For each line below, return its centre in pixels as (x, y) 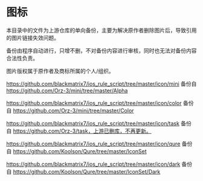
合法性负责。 (22, 58)
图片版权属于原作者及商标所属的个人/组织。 (60, 71)
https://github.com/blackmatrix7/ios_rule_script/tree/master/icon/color (94, 103)
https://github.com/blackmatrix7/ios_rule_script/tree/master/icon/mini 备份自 (101, 84)
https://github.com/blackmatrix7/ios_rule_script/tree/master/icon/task (93, 123)
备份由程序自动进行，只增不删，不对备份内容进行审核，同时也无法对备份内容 (101, 50)
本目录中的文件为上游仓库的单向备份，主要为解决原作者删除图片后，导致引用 (101, 30)
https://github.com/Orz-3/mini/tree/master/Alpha (67, 91)
